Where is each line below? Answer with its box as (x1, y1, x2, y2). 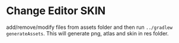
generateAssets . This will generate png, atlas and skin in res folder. (6, 29, 169, 37)
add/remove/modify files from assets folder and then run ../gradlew (6, 24, 173, 31)
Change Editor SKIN (6, 4, 106, 18)
